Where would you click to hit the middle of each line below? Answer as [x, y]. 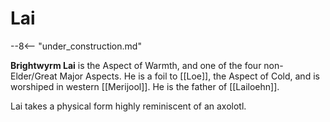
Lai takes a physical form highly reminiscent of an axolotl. [128, 106]
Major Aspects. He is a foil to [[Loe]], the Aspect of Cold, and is [189, 76]
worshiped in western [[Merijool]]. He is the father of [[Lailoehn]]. [145, 86]
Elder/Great [34, 76]
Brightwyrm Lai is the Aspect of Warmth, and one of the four [136, 65]
